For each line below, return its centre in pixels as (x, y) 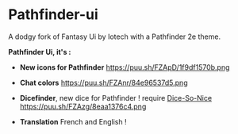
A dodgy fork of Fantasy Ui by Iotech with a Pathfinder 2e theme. (114, 36)
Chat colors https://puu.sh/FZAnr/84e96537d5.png (104, 82)
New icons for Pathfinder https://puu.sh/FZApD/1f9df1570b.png (125, 67)
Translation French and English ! (73, 121)
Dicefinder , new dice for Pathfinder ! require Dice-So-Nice (116, 98)
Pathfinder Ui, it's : (40, 52)
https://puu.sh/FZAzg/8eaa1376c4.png (83, 106)
